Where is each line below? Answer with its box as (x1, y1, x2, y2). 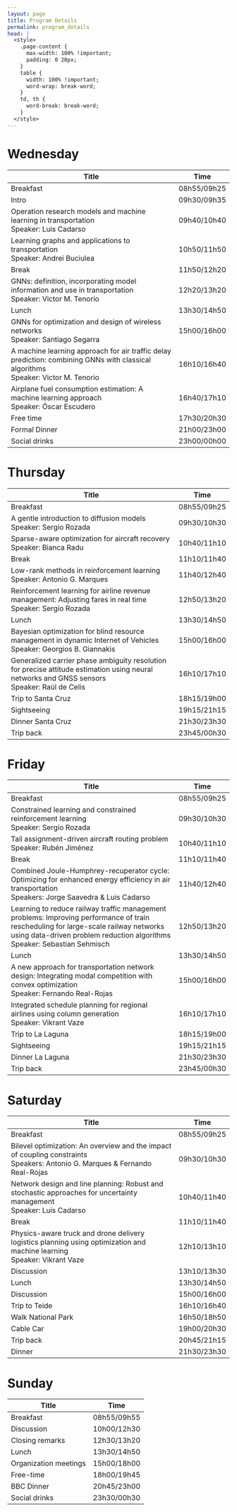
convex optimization (11, 980, 78, 990)
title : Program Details (7, 17, 78, 24)
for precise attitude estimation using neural (11, 664, 153, 674)
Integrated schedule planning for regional (11, 1000, 148, 1010)
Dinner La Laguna (11, 1052, 70, 1062)
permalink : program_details (7, 23, 90, 30)
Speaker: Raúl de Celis (11, 682, 86, 692)
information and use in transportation (11, 285, 134, 295)
